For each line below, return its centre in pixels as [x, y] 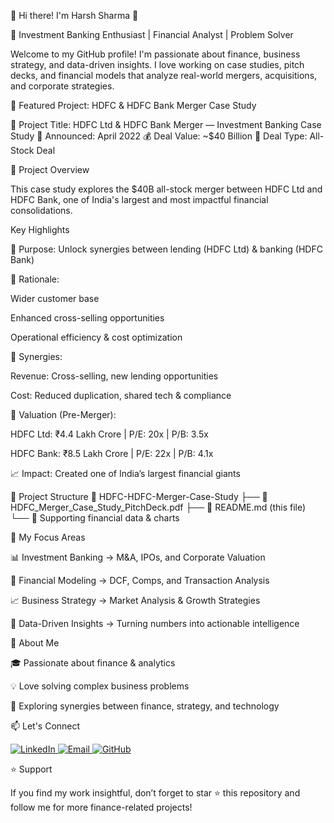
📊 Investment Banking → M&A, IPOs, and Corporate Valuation [138, 557]
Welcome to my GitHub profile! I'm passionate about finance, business [155, 54]
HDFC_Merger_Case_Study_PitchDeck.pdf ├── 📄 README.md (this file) [158, 507]
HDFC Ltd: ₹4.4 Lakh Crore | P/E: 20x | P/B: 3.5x [109, 434]
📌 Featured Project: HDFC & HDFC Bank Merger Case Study [133, 105]
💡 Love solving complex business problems [100, 686]
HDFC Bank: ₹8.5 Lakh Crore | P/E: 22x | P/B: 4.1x [112, 453]
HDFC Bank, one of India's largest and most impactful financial [139, 199]
